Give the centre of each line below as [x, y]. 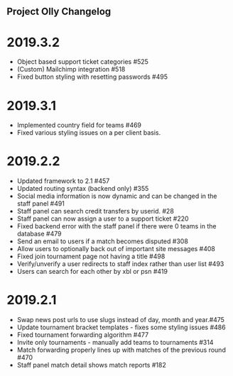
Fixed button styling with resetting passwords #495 [92, 77]
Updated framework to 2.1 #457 [63, 181]
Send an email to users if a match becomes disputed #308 [103, 241]
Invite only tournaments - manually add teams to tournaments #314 [115, 343]
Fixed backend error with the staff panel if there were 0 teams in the [116, 226]
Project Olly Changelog [59, 12]
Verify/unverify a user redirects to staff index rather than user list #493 [120, 264]
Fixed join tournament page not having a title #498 [91, 256]
